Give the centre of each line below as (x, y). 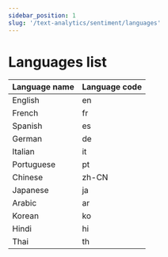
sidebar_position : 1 (42, 15)
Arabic (25, 203)
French (25, 113)
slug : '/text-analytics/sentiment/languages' (84, 23)
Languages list (57, 62)
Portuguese (34, 164)
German (27, 139)
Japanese (31, 191)
